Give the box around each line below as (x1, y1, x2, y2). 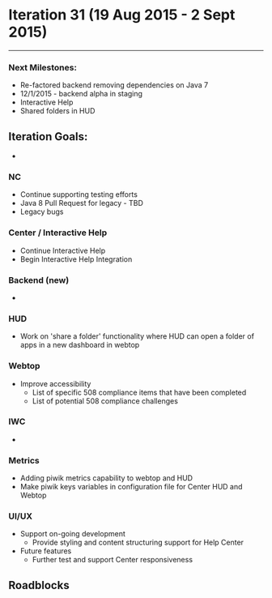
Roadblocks (8, 578, 70, 592)
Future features (19, 546, 72, 556)
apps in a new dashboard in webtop (19, 340, 140, 350)
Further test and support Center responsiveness (32, 555, 193, 565)
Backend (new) (8, 274, 70, 285)
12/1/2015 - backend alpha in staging (19, 89, 143, 99)
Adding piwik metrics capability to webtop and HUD (19, 473, 193, 483)
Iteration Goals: (8, 130, 88, 143)
